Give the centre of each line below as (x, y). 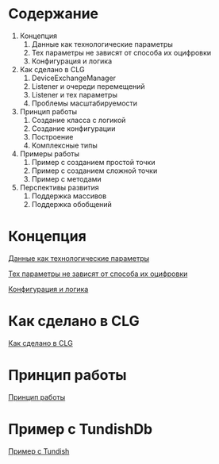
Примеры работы (50, 153)
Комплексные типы (64, 145)
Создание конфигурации (73, 128)
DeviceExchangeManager (74, 78)
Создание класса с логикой (79, 120)
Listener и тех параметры (74, 94)
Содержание (54, 14)
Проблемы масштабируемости (84, 103)
